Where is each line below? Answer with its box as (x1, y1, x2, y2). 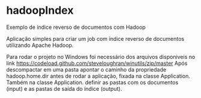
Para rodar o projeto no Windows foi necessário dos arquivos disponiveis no (6, 53, 196, 60)
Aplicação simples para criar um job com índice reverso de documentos (6, 35, 185, 42)
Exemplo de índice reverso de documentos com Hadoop (6, 23, 146, 31)
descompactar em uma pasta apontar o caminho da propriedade (6, 66, 167, 73)
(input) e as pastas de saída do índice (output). (6, 85, 122, 92)
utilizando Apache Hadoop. (6, 41, 74, 49)
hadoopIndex (6, 4, 74, 17)
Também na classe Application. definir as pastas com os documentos (6, 79, 179, 86)
